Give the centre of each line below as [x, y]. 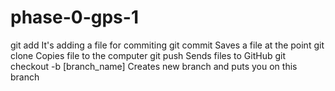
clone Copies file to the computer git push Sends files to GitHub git [148, 55]
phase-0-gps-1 [74, 17]
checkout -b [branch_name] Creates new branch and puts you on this [154, 66]
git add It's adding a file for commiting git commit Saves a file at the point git [167, 45]
